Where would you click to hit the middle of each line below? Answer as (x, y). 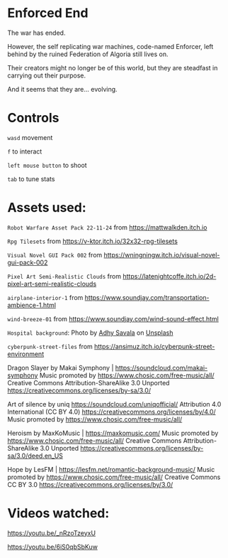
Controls (33, 118)
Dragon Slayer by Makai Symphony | (61, 367)
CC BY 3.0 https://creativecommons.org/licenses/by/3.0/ (90, 484)
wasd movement (30, 137)
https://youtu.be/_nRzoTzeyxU (52, 533)
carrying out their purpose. (47, 75)
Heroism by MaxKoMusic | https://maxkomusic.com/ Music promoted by (113, 433)
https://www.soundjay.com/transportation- (147, 297)
